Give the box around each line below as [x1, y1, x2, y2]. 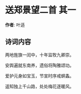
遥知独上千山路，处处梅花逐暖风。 [5, 83, 74, 89]
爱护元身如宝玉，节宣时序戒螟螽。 [5, 73, 74, 79]
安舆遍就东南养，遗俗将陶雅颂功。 [5, 62, 74, 68]
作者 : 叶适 [5, 22, 25, 28]
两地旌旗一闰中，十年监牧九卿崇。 [5, 51, 74, 57]
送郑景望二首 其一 [5, 4, 76, 16]
